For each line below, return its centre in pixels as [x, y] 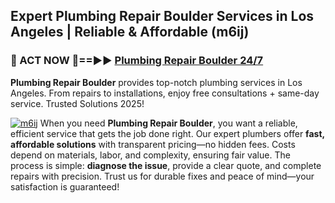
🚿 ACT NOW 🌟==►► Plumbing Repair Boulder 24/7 [137, 61]
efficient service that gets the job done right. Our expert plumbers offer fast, [167, 133]
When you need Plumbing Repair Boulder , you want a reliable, [168, 123]
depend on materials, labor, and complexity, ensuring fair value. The [150, 155]
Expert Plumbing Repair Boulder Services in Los [162, 16]
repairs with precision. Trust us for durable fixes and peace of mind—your [162, 176]
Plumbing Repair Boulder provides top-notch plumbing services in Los [156, 82]
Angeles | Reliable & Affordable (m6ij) [130, 32]
